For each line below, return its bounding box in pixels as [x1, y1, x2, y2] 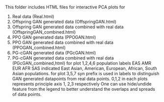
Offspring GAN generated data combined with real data [12, 24, 124, 30]
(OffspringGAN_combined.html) [12, 29, 76, 35]
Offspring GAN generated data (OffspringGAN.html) [12, 19, 117, 24]
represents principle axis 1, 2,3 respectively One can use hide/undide [12, 81, 152, 87]
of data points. [12, 91, 42, 97]
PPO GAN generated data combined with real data [12, 40, 114, 45]
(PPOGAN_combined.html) [12, 45, 66, 50]
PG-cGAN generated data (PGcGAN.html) [12, 50, 96, 56]
